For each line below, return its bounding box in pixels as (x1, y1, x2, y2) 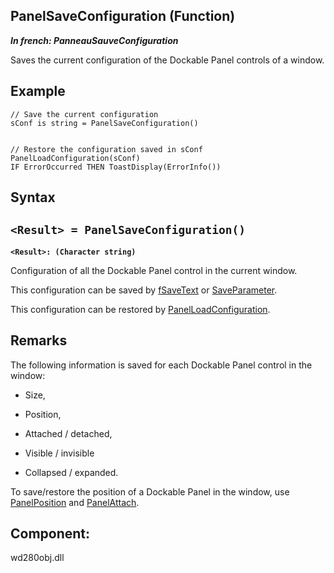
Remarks (10, 332, 68, 349)
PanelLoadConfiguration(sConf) (10, 153, 141, 163)
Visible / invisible (24, 447, 95, 459)
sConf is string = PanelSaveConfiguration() (10, 118, 199, 128)
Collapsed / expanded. (24, 466, 119, 478)
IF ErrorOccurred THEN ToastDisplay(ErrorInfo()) (10, 162, 222, 172)
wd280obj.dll (10, 552, 65, 564)
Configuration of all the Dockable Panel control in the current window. (10, 264, 298, 276)
